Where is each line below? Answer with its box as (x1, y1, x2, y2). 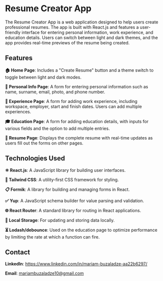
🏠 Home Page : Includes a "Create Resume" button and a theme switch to (5, 67, 154, 73)
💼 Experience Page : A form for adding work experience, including (5, 98, 138, 104)
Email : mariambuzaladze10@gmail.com (5, 270, 84, 276)
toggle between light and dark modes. (5, 74, 81, 80)
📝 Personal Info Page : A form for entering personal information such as (5, 83, 148, 89)
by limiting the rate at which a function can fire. (5, 234, 100, 240)
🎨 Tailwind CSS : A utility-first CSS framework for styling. (5, 177, 119, 182)
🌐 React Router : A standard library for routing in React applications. (5, 207, 142, 213)
